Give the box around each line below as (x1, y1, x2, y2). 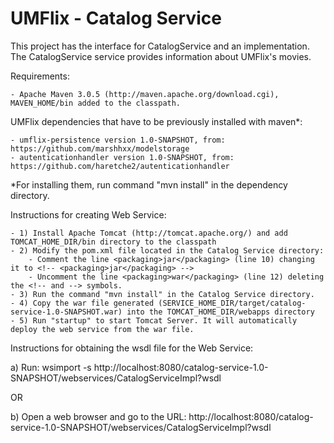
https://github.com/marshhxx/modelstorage (10, 143, 190, 154)
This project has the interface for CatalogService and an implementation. (10, 40, 310, 52)
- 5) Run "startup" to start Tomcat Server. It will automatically (10, 315, 298, 326)
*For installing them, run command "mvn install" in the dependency (10, 178, 288, 191)
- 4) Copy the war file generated (10, 298, 155, 308)
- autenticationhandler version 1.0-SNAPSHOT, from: (10, 152, 235, 162)
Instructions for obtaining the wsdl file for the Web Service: (10, 342, 254, 354)
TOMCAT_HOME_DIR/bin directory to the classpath (10, 237, 217, 247)
